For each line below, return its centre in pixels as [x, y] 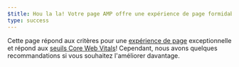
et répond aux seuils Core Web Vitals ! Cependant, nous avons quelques [113, 48]
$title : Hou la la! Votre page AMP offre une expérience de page [106, 14]
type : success [28, 20]
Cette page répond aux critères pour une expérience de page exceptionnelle [119, 40]
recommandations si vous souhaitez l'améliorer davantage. [94, 55]
